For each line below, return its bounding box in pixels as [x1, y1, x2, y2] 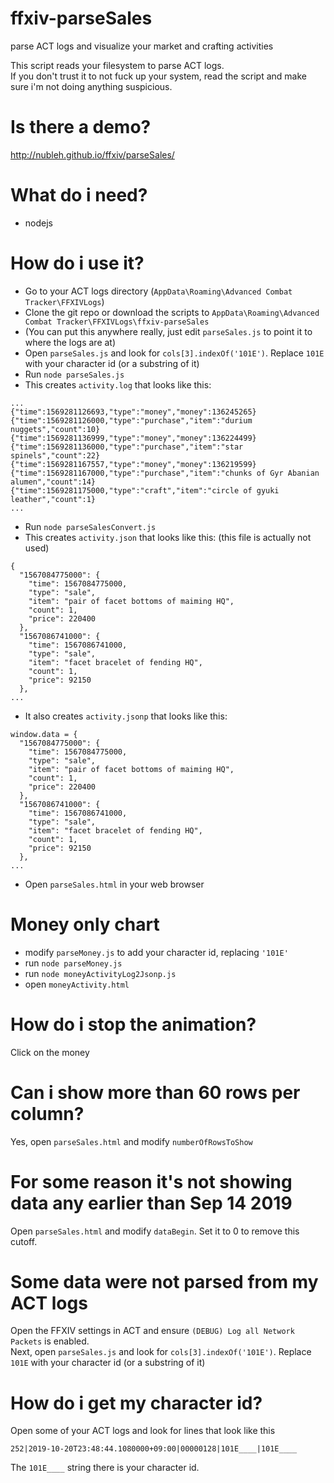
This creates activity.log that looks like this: [24, 378, 212, 391]
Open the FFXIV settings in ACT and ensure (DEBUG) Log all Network [10, 1325, 295, 1337]
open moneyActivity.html [24, 978, 130, 990]
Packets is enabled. [10, 1335, 90, 1347]
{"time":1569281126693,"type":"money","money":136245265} [10, 407, 257, 417]
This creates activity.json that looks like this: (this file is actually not [24, 531, 312, 543]
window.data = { [10, 729, 78, 739]
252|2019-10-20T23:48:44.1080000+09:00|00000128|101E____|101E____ [10, 1444, 298, 1454]
